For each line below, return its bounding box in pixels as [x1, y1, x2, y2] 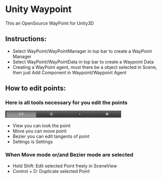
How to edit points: [5, 84, 66, 93]
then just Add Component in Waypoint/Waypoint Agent [12, 69, 127, 75]
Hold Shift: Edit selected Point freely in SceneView [12, 162, 117, 169]
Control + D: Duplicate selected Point [12, 168, 90, 174]
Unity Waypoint [5, 4, 72, 15]
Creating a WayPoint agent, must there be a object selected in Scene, [12, 64, 157, 70]
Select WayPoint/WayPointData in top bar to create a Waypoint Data [12, 59, 154, 65]
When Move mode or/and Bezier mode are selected [5, 151, 134, 158]
